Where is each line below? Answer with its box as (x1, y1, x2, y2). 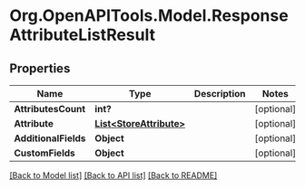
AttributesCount (14, 103, 86, 115)
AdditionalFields (14, 132, 86, 145)
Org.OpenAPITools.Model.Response (9, 5, 289, 26)
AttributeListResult (9, 24, 156, 45)
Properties (9, 61, 71, 76)
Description (193, 88, 247, 99)
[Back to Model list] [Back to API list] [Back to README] (9, 170, 218, 181)
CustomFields (14, 146, 75, 159)
